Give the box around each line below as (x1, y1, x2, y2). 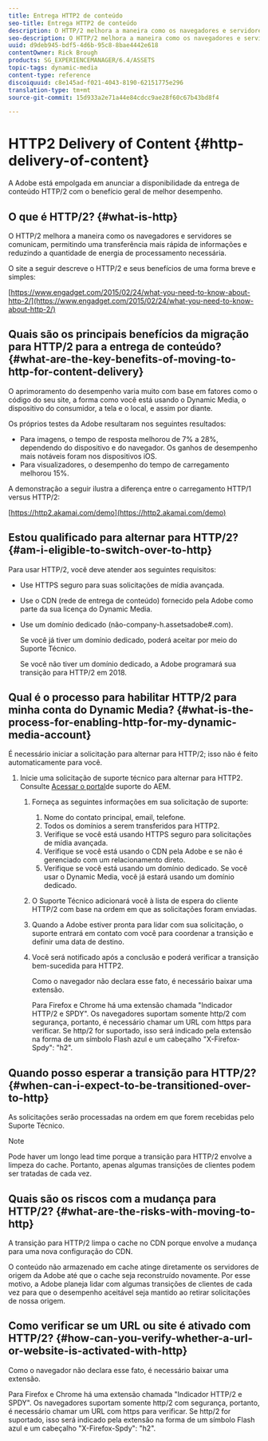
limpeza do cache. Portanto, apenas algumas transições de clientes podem (8, 1160, 255, 1170)
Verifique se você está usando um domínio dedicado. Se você (43, 864, 248, 874)
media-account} (8, 728, 92, 742)
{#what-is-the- (176, 703, 254, 717)
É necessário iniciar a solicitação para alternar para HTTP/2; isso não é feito (8, 749, 258, 759)
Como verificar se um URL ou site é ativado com (8, 1320, 251, 1333)
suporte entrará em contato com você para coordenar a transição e (31, 929, 254, 938)
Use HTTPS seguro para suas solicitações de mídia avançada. (19, 580, 225, 590)
